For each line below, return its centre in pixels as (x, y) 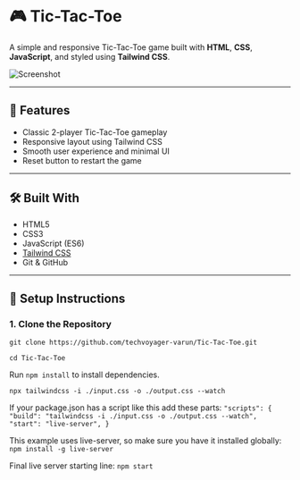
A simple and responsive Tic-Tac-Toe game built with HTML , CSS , (131, 47)
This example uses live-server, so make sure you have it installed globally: (146, 441)
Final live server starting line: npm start (81, 466)
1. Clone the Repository (60, 324)
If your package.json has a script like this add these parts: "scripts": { (141, 408)
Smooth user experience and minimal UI (96, 151)
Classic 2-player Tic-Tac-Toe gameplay (95, 132)
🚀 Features (40, 110)
